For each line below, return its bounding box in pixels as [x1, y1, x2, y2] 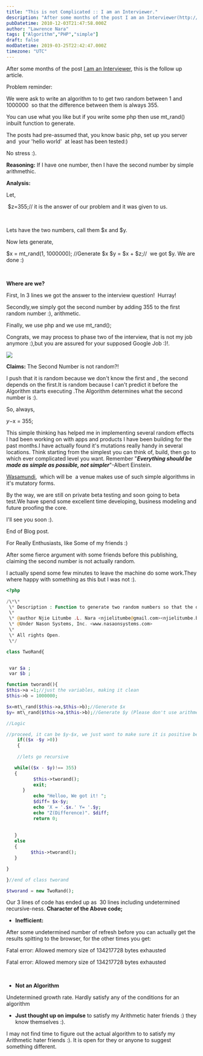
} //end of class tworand [6, 877, 69, 883]
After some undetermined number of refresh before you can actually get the [6, 929, 196, 936]
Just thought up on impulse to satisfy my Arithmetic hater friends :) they [14, 1012, 197, 1019]
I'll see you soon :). [6, 516, 54, 523]
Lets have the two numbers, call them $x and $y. [6, 226, 128, 233]
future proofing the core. [6, 504, 68, 511]
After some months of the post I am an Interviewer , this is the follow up [6, 65, 182, 72]
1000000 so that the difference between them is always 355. [6, 101, 159, 109]
